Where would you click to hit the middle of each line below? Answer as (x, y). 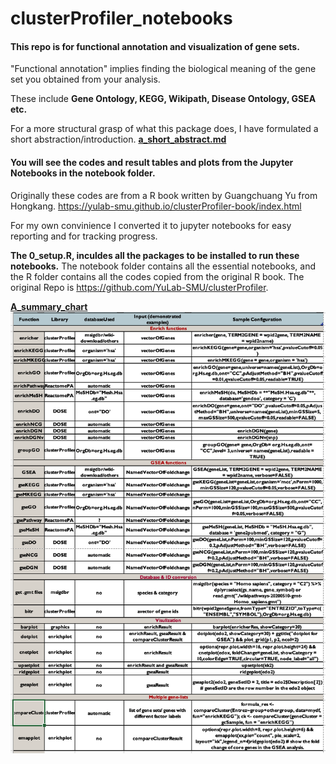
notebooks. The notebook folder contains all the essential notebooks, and (163, 266)
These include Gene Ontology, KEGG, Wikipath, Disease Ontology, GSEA (163, 99)
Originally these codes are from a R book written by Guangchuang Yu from (164, 195)
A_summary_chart (49, 306)
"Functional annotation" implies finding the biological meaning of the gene (163, 69)
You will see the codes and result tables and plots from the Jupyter (152, 162)
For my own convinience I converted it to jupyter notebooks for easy (151, 225)
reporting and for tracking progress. (84, 236)
